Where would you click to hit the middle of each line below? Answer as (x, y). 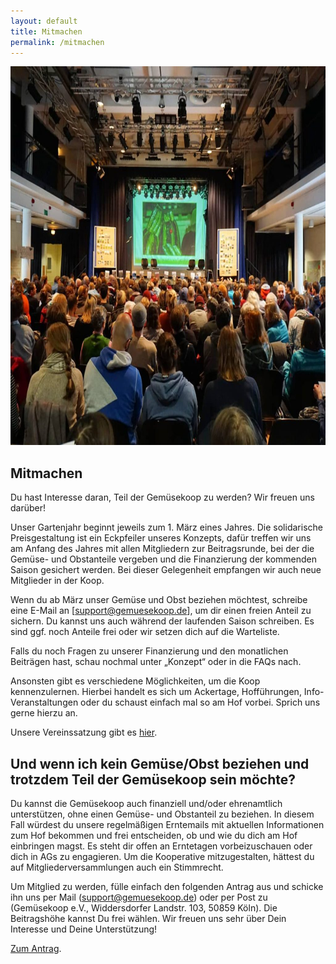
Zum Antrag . (36, 948)
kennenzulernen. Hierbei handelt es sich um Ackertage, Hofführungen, (156, 692)
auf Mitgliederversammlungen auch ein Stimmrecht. (117, 867)
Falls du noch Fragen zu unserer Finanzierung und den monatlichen (149, 651)
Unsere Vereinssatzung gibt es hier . (84, 732)
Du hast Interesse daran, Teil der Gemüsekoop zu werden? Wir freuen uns (162, 497)
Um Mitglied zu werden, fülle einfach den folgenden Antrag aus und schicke (167, 886)
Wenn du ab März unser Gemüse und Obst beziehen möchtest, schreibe (159, 600)
